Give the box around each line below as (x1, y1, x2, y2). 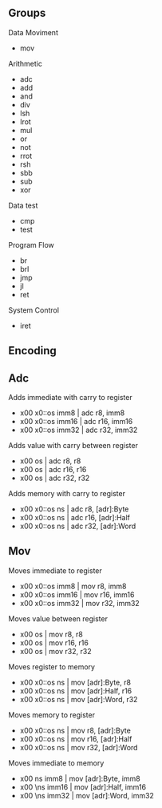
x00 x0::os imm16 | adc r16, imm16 (19, 417, 133, 426)
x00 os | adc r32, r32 (19, 473, 90, 483)
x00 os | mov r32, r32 (19, 646, 92, 656)
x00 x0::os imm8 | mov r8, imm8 (19, 581, 127, 591)
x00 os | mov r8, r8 (19, 629, 84, 639)
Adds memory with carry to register (8, 489, 126, 499)
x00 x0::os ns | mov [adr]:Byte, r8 (19, 677, 132, 687)
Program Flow (8, 240, 54, 249)
